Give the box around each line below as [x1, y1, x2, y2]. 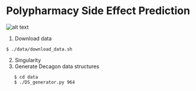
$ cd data [14, 74, 38, 80]
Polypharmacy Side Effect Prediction [6, 4, 191, 18]
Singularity [14, 56, 41, 63]
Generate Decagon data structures [14, 63, 99, 70]
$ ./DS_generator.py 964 [14, 79, 76, 85]
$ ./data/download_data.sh [6, 46, 73, 52]
